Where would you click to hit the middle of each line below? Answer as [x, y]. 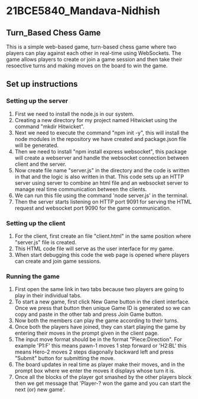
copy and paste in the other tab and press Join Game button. [89, 315]
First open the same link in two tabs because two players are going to [99, 289]
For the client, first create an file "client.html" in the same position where [103, 236]
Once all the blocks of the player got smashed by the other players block [103, 377]
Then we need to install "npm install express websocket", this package [101, 151]
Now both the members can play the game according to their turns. [97, 320]
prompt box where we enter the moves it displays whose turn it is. [95, 371]
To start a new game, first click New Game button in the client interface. [102, 302]
